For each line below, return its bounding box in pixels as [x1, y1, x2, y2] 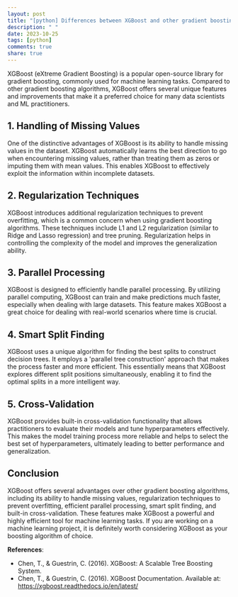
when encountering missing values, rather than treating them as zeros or [7, 154, 220, 162]
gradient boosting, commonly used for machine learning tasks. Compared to [7, 77, 230, 85]
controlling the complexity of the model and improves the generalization [7, 238, 217, 247]
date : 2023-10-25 [7, 30, 59, 38]
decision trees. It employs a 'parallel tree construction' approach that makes [7, 355, 229, 364]
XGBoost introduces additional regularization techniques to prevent [7, 208, 203, 217]
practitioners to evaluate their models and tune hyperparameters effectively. [7, 424, 229, 433]
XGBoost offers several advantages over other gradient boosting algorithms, [7, 486, 230, 495]
